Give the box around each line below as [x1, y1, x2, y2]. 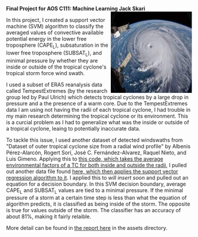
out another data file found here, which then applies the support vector [6, 168, 179, 175]
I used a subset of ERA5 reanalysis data [6, 81, 103, 88]
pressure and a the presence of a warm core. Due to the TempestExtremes [6, 100, 188, 107]
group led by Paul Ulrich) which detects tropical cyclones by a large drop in [6, 93, 189, 100]
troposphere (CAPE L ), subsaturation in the [6, 41, 108, 50]
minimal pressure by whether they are [6, 57, 98, 64]
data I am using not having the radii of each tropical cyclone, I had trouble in [6, 106, 191, 113]
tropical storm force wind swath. [6, 69, 85, 76]
